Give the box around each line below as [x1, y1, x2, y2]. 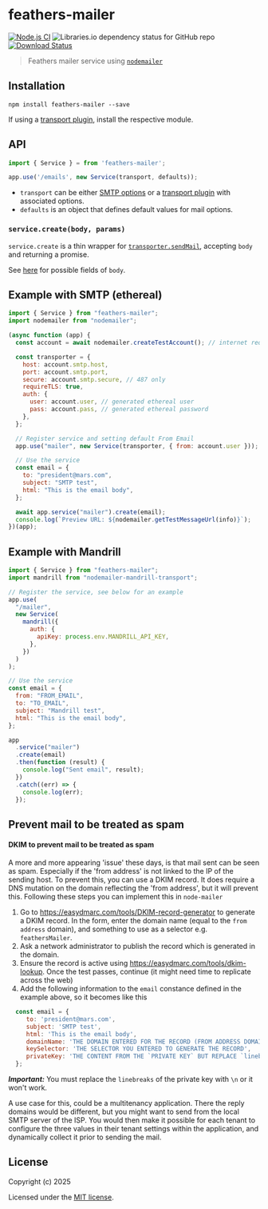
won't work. [8, 1083, 48, 1093]
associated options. [19, 196, 85, 206]
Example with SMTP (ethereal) [8, 288, 163, 302]
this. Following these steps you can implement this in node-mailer [8, 892, 223, 902]
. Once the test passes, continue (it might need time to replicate [42, 967, 251, 977]
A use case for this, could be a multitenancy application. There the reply [8, 1099, 245, 1108]
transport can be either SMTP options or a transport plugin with [19, 188, 231, 198]
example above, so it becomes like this [19, 992, 148, 1002]
